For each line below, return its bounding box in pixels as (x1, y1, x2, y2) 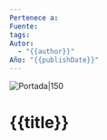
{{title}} (9, 113, 70, 133)
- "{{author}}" (17, 47, 75, 56)
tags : (9, 30, 30, 39)
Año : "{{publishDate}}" (9, 55, 100, 65)
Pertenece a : (9, 13, 59, 23)
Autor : (9, 38, 34, 48)
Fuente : (9, 22, 39, 31)
